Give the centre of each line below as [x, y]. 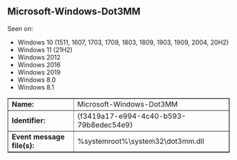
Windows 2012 [39, 57]
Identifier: [29, 121]
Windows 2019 [39, 72]
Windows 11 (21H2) [45, 49]
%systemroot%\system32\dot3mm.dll [141, 141]
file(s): [23, 145]
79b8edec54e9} [105, 125]
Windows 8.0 [37, 80]
